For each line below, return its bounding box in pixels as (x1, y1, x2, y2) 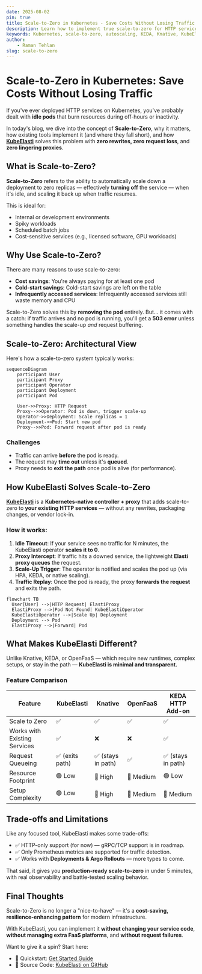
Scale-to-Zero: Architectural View (6, 338, 137, 349)
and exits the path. (14, 585, 61, 592)
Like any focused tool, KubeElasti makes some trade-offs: (6, 830, 149, 837)
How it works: (6, 526, 47, 535)
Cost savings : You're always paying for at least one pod (14, 278, 155, 285)
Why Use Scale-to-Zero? (6, 250, 102, 260)
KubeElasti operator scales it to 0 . (14, 546, 100, 553)
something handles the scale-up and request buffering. (6, 321, 143, 329)
